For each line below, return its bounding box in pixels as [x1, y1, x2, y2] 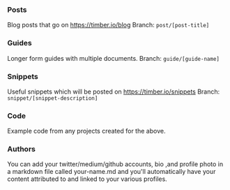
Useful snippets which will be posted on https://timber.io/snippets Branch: [7, 87, 220, 96]
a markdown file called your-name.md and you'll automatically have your [7, 168, 216, 176]
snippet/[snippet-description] [7, 94, 98, 102]
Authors [7, 145, 36, 154]
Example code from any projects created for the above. [7, 127, 166, 136]
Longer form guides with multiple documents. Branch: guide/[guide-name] [7, 54, 220, 62]
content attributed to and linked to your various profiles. [7, 175, 167, 183]
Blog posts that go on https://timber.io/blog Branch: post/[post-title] [7, 21, 210, 29]
